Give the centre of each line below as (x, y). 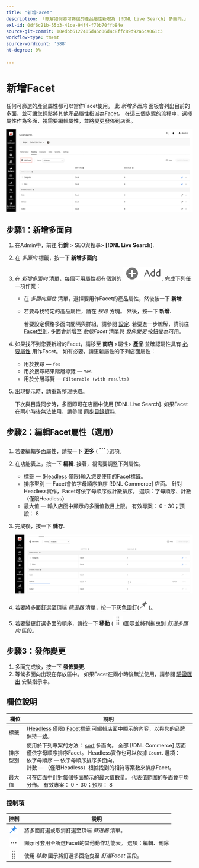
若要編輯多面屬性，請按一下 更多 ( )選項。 (70, 451)
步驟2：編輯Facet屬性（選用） (62, 432)
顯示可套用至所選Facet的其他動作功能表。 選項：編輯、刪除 (97, 843)
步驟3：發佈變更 (36, 651)
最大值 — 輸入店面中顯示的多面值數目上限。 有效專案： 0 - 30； (101, 506)
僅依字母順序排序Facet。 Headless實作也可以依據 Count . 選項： (103, 753)
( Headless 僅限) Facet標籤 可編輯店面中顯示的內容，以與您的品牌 (106, 729)
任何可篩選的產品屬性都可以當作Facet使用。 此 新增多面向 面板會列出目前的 (98, 106)
